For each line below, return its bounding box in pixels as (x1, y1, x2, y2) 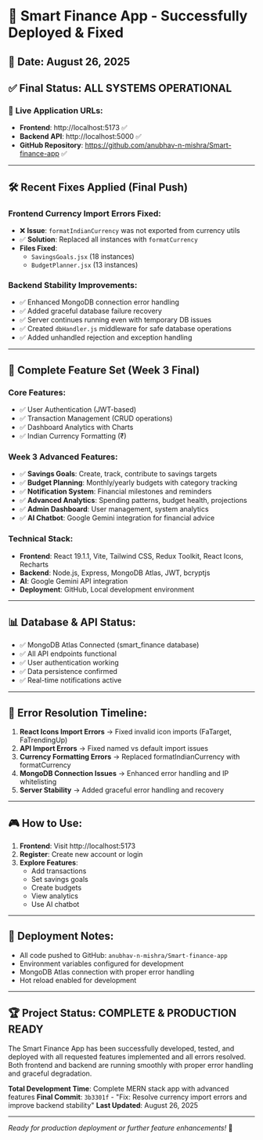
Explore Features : (19, 858, 78, 867)
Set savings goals (31, 874, 88, 883)
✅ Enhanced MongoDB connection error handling (19, 297, 180, 307)
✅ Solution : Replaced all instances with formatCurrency (19, 235, 198, 244)
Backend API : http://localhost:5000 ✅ (19, 132, 142, 141)
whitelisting (19, 777, 57, 787)
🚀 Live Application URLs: (8, 105, 103, 116)
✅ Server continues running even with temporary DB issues (19, 315, 212, 325)
